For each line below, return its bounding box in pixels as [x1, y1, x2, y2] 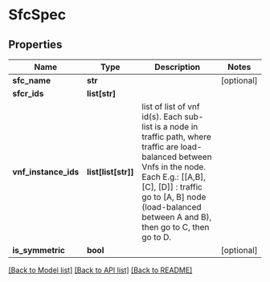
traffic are [141, 141, 179, 152]
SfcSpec [8, 6, 67, 24]
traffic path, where [141, 131, 211, 142]
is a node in [154, 121, 198, 132]
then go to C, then [141, 222, 210, 232]
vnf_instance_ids [12, 166, 80, 178]
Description [154, 62, 201, 72]
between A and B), [141, 211, 212, 223]
